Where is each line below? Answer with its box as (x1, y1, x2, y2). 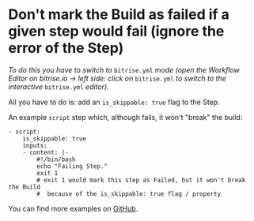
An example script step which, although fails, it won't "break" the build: (8, 112, 243, 122)
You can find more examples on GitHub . (8, 204, 138, 213)
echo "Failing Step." (36, 162, 108, 170)
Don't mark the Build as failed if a (8, 6, 229, 24)
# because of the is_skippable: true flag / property (36, 189, 222, 198)
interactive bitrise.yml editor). (8, 81, 109, 92)
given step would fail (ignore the (8, 22, 225, 40)
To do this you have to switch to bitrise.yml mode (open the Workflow (8, 65, 240, 74)
